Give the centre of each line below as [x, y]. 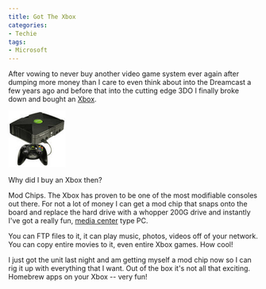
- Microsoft [28, 50]
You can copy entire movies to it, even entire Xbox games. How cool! [121, 245]
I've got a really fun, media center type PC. [78, 221]
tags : [17, 42]
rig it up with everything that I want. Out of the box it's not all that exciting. [129, 268]
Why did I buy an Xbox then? [55, 180]
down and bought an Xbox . [52, 99]
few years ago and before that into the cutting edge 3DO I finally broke [124, 91]
